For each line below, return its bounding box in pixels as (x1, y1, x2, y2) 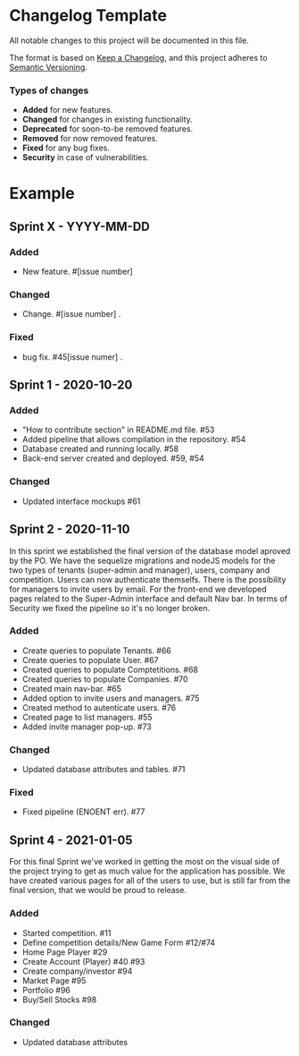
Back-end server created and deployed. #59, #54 (21, 453, 205, 464)
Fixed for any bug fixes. (21, 142, 110, 153)
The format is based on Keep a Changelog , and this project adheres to (9, 52, 268, 63)
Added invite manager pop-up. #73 (21, 721, 152, 732)
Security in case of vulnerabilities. (21, 152, 149, 163)
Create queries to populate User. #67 (21, 654, 159, 665)
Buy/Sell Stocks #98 (21, 994, 97, 1005)
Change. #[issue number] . (21, 309, 121, 319)
